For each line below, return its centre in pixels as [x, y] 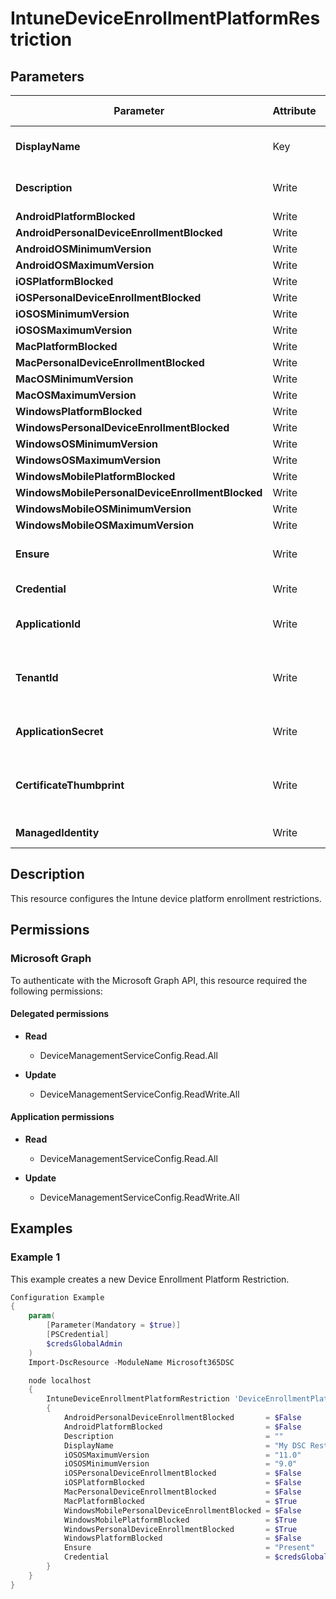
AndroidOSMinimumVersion [83, 249]
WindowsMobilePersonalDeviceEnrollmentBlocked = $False [182, 1510]
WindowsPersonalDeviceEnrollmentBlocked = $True [180, 1529]
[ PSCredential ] [78, 1335]
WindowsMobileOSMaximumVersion [105, 525]
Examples [41, 1228]
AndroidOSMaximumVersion [85, 265]
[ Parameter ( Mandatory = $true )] [114, 1325]
